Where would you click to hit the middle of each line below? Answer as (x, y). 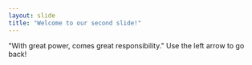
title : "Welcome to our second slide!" (75, 23)
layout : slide (32, 15)
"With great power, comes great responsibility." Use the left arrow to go (126, 45)
